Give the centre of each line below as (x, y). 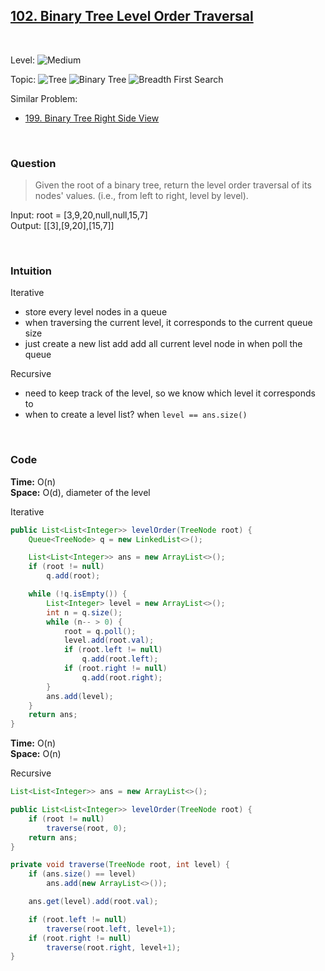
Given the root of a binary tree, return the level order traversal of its (173, 185)
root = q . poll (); (100, 631)
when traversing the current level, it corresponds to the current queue (168, 323)
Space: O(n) (36, 754)
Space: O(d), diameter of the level (80, 492)
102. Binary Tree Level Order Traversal (132, 16)
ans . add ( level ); (80, 696)
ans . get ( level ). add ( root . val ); (93, 902)
